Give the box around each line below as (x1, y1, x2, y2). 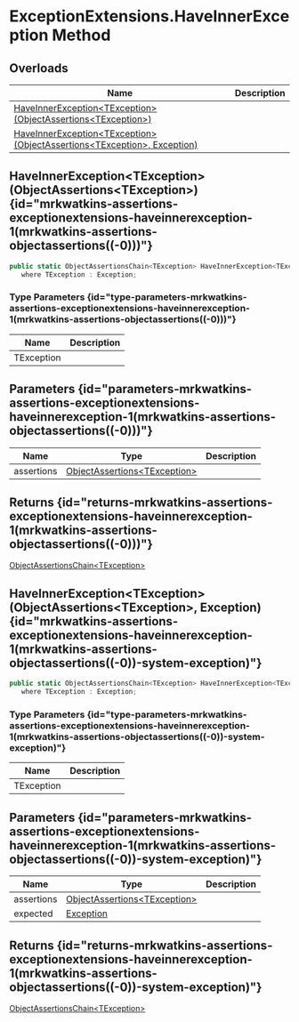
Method (52, 25, 111, 45)
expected (13, 907, 53, 920)
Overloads (9, 60, 69, 76)
